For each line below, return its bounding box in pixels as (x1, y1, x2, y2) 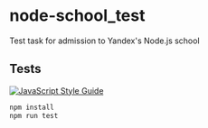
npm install (9, 103, 54, 112)
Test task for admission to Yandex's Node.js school (9, 35, 201, 46)
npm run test (9, 111, 59, 120)
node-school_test (9, 5, 146, 26)
